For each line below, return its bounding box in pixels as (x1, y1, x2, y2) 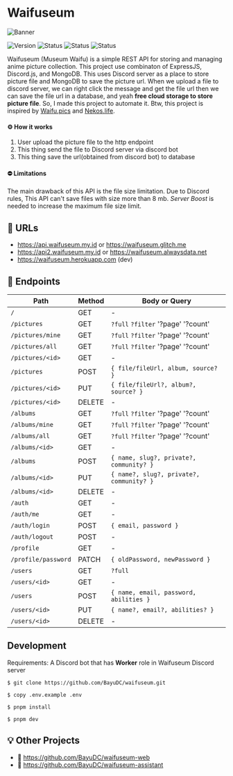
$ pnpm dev (7, 716, 39, 722)
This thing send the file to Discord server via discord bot (17, 145, 178, 154)
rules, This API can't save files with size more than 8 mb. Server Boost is (7, 195, 214, 203)
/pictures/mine (10, 331, 61, 339)
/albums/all (10, 432, 51, 439)
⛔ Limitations (7, 169, 47, 177)
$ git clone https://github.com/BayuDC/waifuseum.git (7, 679, 166, 686)
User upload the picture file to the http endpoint (17, 138, 154, 147)
